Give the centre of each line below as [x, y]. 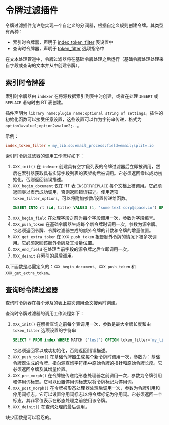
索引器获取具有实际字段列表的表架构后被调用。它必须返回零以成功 [90, 173]
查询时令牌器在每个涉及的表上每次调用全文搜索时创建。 [62, 303]
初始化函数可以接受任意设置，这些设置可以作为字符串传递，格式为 [73, 119]
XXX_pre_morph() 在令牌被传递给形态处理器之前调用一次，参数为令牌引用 [87, 376]
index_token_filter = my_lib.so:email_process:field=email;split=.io [80, 146]
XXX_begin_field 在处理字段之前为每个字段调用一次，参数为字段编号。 [85, 218]
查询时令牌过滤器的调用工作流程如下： [45, 314]
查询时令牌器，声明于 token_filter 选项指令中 [58, 48]
